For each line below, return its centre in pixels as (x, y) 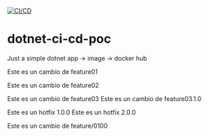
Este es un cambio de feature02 (53, 85)
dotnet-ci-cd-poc (59, 39)
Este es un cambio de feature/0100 (58, 126)
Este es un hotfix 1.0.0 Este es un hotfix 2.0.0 (72, 112)
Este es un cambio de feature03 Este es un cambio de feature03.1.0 (104, 98)
